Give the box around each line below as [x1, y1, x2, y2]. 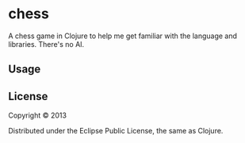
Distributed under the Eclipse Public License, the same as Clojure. [8, 126, 224, 136]
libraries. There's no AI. [8, 39, 85, 48]
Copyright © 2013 [8, 110, 67, 120]
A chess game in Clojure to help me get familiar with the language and [8, 31, 238, 41]
